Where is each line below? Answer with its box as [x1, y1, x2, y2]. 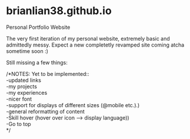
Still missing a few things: [6, 59, 68, 66]
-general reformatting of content [6, 108, 85, 115]
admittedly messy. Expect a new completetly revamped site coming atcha [6, 41, 185, 48]
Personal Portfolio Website [6, 24, 71, 31]
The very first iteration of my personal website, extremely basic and [6, 35, 171, 42]
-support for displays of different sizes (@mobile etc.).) [6, 101, 140, 108]
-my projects [6, 82, 37, 90]
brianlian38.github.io [6, 4, 112, 18]
